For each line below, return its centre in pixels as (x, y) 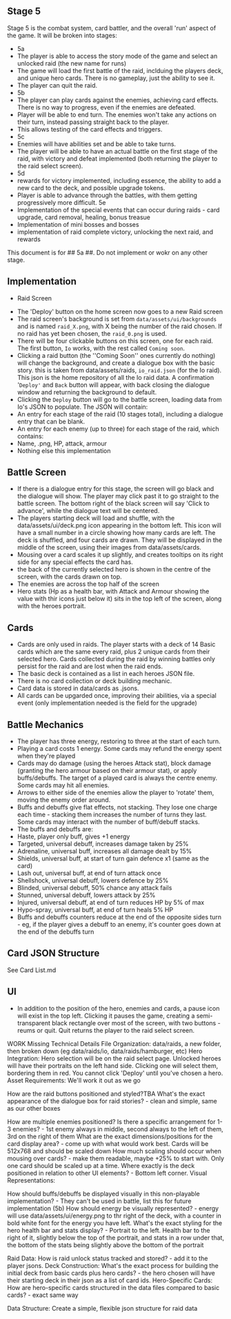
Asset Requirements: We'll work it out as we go (74, 1080)
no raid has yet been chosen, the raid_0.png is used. (92, 333)
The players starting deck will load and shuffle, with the (96, 518)
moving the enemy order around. (64, 800)
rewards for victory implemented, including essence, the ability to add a (119, 180)
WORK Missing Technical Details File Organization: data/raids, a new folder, (114, 1043)
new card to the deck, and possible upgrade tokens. (91, 188)
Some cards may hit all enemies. (63, 785)
